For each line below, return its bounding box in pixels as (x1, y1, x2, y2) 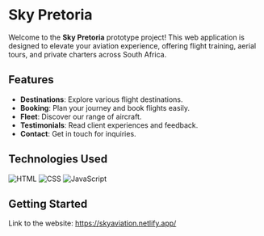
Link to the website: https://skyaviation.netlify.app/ (8, 218, 177, 228)
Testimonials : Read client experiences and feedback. (19, 120, 199, 130)
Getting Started (8, 196, 88, 211)
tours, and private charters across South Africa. (8, 49, 167, 59)
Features (8, 73, 54, 86)
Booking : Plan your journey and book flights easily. (19, 103, 190, 112)
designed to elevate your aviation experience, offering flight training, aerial (8, 40, 257, 50)
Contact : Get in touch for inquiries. (19, 129, 136, 138)
